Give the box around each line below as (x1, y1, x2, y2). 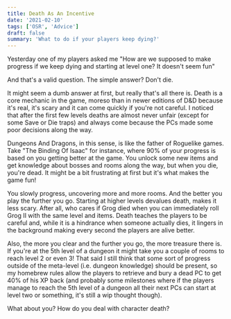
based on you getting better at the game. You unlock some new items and (7, 154, 219, 163)
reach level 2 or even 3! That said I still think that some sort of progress (7, 254, 211, 263)
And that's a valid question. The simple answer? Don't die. (7, 75, 173, 84)
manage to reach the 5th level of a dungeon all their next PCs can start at (7, 284, 216, 292)
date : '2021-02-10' (7, 17, 64, 24)
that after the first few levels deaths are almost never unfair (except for (7, 111, 209, 120)
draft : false (7, 29, 45, 37)
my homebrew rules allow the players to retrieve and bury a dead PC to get (7, 269, 222, 277)
